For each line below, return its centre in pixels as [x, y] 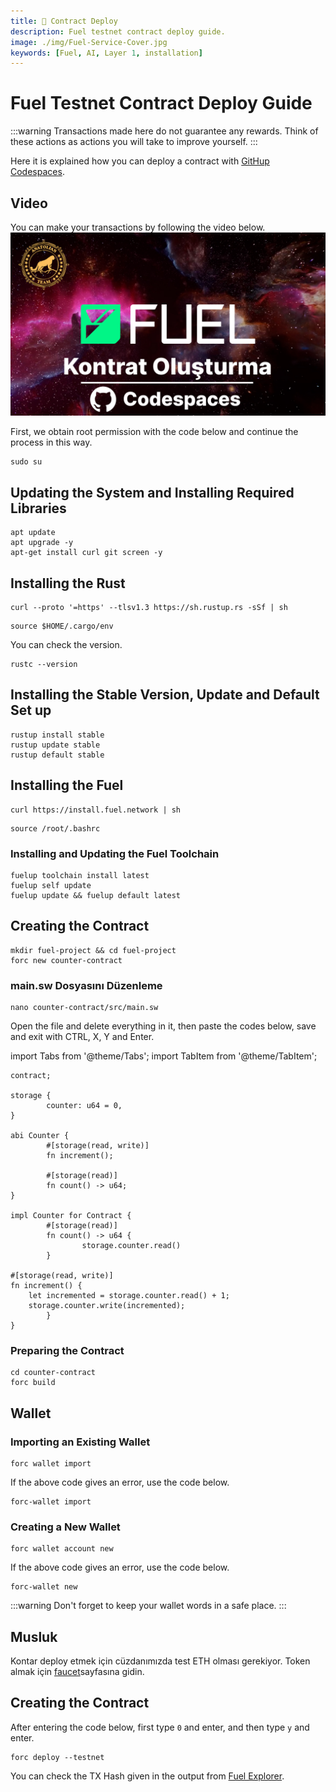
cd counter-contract [53, 1373]
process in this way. [51, 442]
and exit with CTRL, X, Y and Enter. [82, 1036]
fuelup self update [51, 885]
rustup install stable [57, 735]
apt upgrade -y [42, 543]
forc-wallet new [44, 1587]
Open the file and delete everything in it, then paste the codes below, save [163, 1026]
